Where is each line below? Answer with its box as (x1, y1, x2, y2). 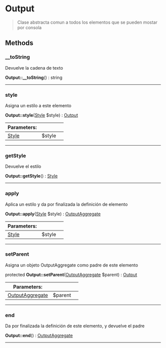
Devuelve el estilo (5, 163, 41, 169)
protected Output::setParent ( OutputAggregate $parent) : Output (5, 271, 137, 277)
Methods (5, 39, 34, 47)
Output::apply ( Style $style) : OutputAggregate (5, 211, 101, 217)
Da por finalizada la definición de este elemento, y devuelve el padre (5, 323, 145, 329)
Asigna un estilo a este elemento (5, 102, 72, 109)
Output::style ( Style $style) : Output (5, 112, 78, 118)
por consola (17, 24, 42, 30)
